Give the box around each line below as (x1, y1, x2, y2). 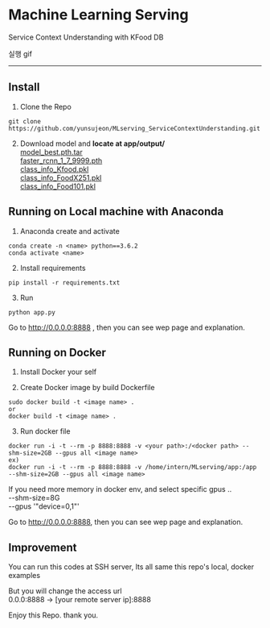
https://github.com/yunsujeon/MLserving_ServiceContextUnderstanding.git (8, 124, 261, 132)
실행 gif (8, 48, 32, 58)
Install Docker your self (19, 367, 97, 376)
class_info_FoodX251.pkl (19, 173, 102, 182)
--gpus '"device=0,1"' (8, 501, 80, 511)
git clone (8, 117, 42, 126)
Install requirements (19, 263, 86, 272)
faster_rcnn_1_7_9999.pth (19, 156, 103, 165)
